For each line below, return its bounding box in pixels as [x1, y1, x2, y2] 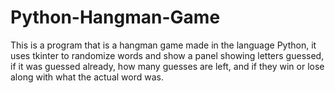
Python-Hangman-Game [10, 6, 221, 29]
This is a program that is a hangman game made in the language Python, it [10, 39, 317, 51]
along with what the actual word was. [10, 71, 164, 83]
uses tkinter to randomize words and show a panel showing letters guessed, [10, 49, 325, 61]
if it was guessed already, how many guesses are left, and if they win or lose [10, 60, 325, 72]
